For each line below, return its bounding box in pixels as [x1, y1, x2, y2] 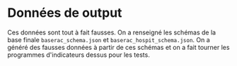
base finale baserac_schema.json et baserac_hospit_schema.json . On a [7, 35, 210, 44]
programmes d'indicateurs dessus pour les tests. [7, 51, 150, 59]
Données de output [7, 5, 122, 21]
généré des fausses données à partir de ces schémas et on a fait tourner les [7, 43, 230, 51]
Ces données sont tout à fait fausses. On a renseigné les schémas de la [7, 28, 216, 37]
